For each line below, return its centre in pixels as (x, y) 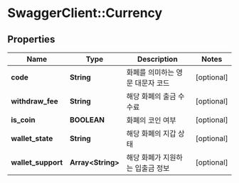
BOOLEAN (87, 120)
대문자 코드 (152, 83)
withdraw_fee (34, 101)
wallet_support (37, 162)
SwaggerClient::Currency (85, 13)
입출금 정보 (152, 168)
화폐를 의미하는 (150, 72)
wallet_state (32, 138)
